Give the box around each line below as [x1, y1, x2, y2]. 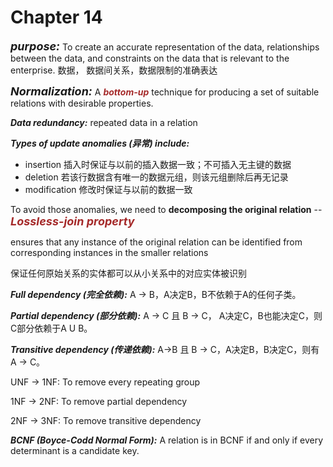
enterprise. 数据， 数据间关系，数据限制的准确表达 [10, 64, 218, 76]
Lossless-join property [10, 214, 135, 228]
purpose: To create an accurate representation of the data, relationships [10, 39, 320, 53]
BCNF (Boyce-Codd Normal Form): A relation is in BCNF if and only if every [10, 434, 324, 446]
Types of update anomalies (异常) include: [10, 137, 190, 149]
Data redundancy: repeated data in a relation [10, 116, 198, 128]
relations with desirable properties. [10, 97, 154, 109]
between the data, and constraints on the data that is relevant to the [10, 52, 290, 64]
